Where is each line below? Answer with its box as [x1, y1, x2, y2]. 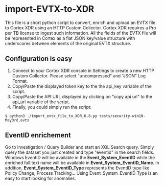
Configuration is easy [5, 55, 72, 63]
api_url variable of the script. [12, 99, 70, 105]
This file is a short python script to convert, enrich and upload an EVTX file [5, 20, 156, 25]
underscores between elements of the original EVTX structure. [5, 40, 131, 46]
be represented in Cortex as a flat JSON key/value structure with [5, 35, 136, 41]
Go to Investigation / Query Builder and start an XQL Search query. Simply [5, 144, 154, 150]
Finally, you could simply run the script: [12, 104, 92, 110]
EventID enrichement [5, 131, 71, 139]
